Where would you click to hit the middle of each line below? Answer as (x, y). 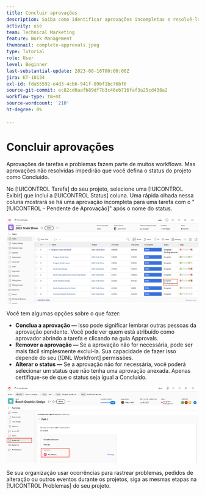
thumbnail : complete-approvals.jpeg (53, 45)
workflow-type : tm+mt (34, 97)
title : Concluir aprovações (42, 13)
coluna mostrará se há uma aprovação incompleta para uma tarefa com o (99, 202)
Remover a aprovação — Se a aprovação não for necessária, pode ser (104, 345)
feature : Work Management (39, 39)
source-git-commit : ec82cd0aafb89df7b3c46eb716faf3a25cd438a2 (87, 90)
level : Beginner (27, 64)
